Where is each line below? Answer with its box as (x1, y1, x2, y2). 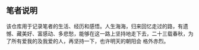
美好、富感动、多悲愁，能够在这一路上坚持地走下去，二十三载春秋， (21, 30, 188, 37)
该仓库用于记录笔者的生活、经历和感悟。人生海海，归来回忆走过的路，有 (6, 23, 183, 30)
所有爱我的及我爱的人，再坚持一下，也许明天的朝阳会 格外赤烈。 (11, 37, 169, 45)
